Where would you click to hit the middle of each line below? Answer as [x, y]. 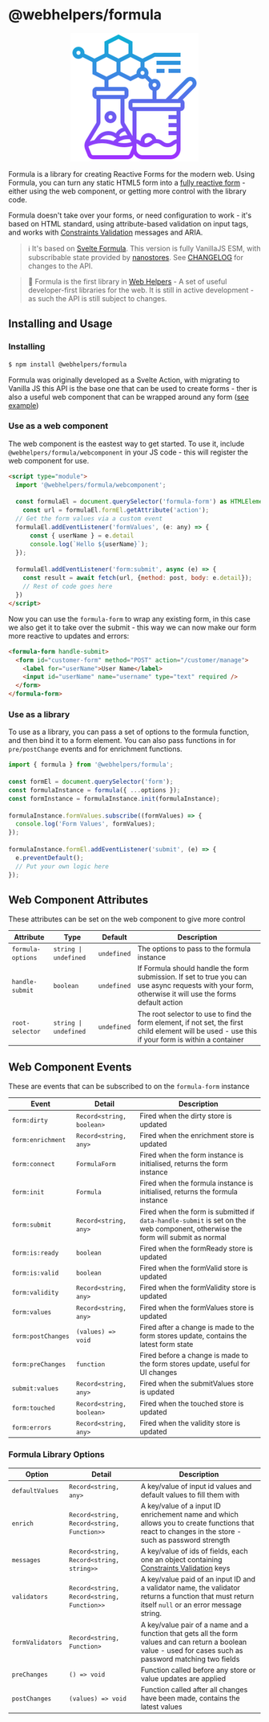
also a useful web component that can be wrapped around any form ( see [129, 397]
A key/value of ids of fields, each [194, 1551]
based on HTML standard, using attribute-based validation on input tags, [128, 223]
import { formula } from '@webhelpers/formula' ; [91, 765]
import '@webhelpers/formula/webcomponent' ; [91, 485]
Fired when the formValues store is [197, 1308]
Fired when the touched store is [192, 1403]
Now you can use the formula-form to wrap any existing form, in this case [129, 618]
